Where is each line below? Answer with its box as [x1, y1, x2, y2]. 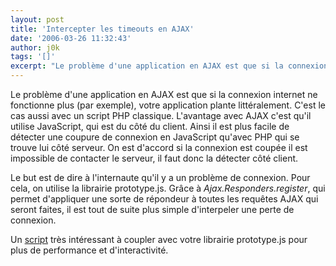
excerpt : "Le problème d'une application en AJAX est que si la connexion [10, 61, 329, 71]
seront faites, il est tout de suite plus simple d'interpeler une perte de [10, 204, 295, 215]
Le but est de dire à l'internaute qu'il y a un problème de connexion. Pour [10, 172, 311, 183]
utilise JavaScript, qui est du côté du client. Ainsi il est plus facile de [10, 121, 290, 132]
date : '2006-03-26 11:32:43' [10, 33, 132, 43]
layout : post [10, 14, 65, 25]
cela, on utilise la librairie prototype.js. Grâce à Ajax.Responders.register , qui [10, 182, 326, 194]
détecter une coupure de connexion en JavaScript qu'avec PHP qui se [10, 131, 300, 143]
